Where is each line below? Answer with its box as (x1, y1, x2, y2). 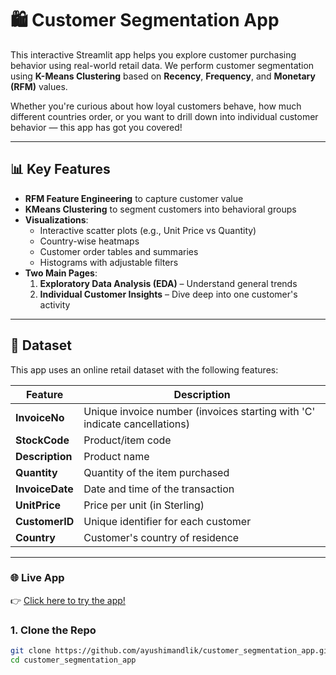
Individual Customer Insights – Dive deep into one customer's (39, 288, 298, 300)
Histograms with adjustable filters (39, 256, 179, 268)
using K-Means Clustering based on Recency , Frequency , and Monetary (10, 70, 316, 82)
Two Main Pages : (24, 267, 98, 279)
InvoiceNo (15, 410, 65, 424)
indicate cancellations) (83, 417, 190, 431)
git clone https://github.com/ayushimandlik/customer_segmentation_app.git (10, 646, 333, 656)
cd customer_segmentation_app (10, 655, 137, 666)
